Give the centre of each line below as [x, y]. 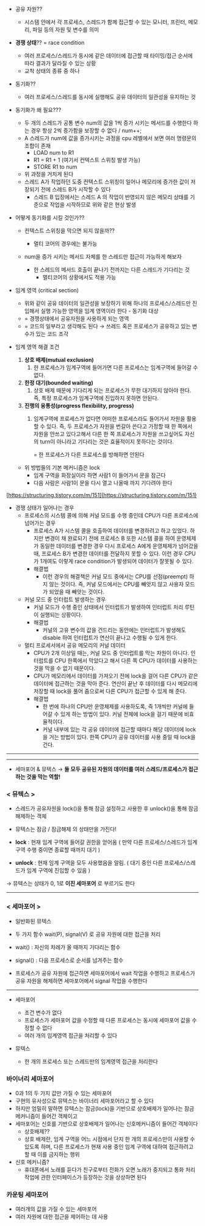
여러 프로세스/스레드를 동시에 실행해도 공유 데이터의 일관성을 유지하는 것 [110, 97]
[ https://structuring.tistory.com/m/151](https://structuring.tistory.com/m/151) [102, 495]
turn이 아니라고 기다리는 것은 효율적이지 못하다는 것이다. [107, 441]
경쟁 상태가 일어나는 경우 [45, 508]
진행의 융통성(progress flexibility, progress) [79, 406]
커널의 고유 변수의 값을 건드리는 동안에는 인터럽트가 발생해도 [114, 630]
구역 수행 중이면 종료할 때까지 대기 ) [58, 850]
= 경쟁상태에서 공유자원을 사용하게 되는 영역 [77, 319]
